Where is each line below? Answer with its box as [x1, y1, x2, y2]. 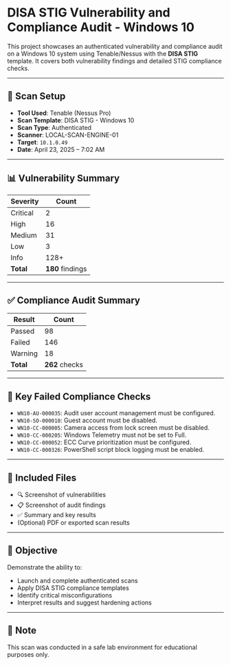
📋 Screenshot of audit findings [16, 501, 106, 509]
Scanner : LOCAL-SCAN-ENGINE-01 [16, 131, 119, 139]
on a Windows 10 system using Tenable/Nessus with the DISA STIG [7, 50, 198, 58]
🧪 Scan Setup [7, 91, 66, 102]
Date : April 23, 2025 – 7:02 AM [16, 145, 105, 153]
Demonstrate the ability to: [7, 563, 82, 571]
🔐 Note [7, 624, 36, 637]
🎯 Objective [7, 545, 58, 556]
